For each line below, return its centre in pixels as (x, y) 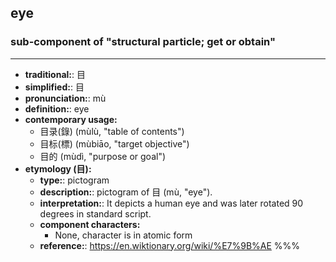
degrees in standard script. (95, 213)
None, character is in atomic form (123, 235)
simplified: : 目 (54, 87)
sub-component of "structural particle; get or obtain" (143, 42)
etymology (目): (58, 168)
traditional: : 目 (55, 74)
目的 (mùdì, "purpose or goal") (103, 156)
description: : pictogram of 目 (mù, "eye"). (126, 192)
